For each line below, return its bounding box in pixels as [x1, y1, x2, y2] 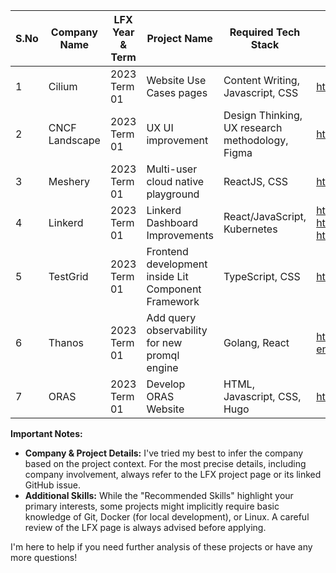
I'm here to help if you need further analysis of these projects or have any [10, 541, 313, 553]
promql [146, 349, 180, 362]
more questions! [10, 552, 78, 563]
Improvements [146, 229, 214, 242]
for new [146, 336, 183, 349]
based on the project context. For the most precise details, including [24, 458, 307, 469]
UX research [223, 121, 283, 134]
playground [146, 187, 200, 201]
